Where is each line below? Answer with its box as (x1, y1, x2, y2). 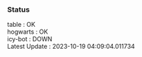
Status (7, 5, 30, 14)
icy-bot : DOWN (7, 35, 53, 43)
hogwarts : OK (7, 27, 48, 36)
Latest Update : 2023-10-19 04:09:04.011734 (7, 43, 135, 51)
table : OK (7, 21, 36, 29)
